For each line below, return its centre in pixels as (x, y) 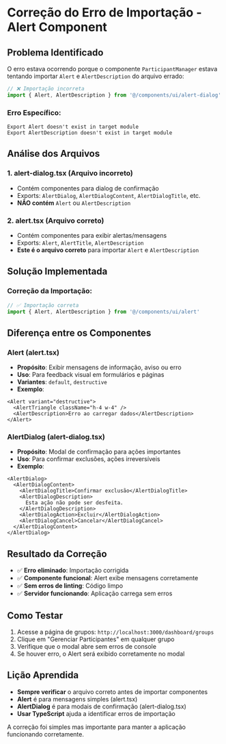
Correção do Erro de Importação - (104, 13)
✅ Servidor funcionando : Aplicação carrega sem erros (95, 593)
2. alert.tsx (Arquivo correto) (56, 221)
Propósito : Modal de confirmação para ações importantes (99, 452)
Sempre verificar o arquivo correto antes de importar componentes (112, 692)
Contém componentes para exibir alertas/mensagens (92, 236)
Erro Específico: (34, 112)
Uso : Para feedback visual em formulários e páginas (90, 375)
